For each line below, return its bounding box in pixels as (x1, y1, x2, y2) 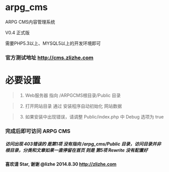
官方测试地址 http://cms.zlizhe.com (5, 54, 94, 61)
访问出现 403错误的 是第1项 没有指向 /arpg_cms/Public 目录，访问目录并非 (5, 141, 161, 147)
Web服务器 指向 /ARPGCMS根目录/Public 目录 (25, 92, 121, 98)
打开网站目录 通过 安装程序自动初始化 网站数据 (25, 103, 122, 109)
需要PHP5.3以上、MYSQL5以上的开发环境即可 (5, 40, 101, 46)
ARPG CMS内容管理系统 (5, 19, 55, 25)
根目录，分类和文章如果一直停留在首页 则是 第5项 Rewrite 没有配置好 (5, 147, 148, 153)
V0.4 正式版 (5, 29, 30, 35)
